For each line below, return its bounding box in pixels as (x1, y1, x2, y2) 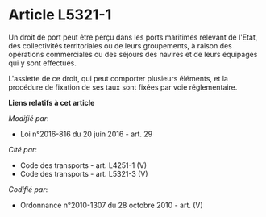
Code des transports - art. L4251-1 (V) (19, 160, 148, 170)
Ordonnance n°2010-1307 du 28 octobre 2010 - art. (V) (19, 200, 203, 210)
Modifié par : (8, 113, 50, 123)
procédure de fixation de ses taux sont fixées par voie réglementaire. (8, 82, 238, 92)
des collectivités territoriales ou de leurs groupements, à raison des (8, 40, 232, 50)
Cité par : (8, 144, 38, 154)
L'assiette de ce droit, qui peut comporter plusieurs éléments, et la (8, 73, 228, 83)
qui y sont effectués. (8, 58, 77, 68)
